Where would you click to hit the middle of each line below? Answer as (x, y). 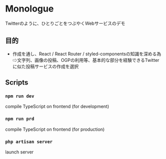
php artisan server (29, 142)
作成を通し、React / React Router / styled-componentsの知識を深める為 (87, 54)
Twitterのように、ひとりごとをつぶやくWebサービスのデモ (65, 23)
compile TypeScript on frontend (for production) (55, 129)
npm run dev (20, 96)
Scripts (17, 83)
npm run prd (20, 119)
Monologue (30, 9)
